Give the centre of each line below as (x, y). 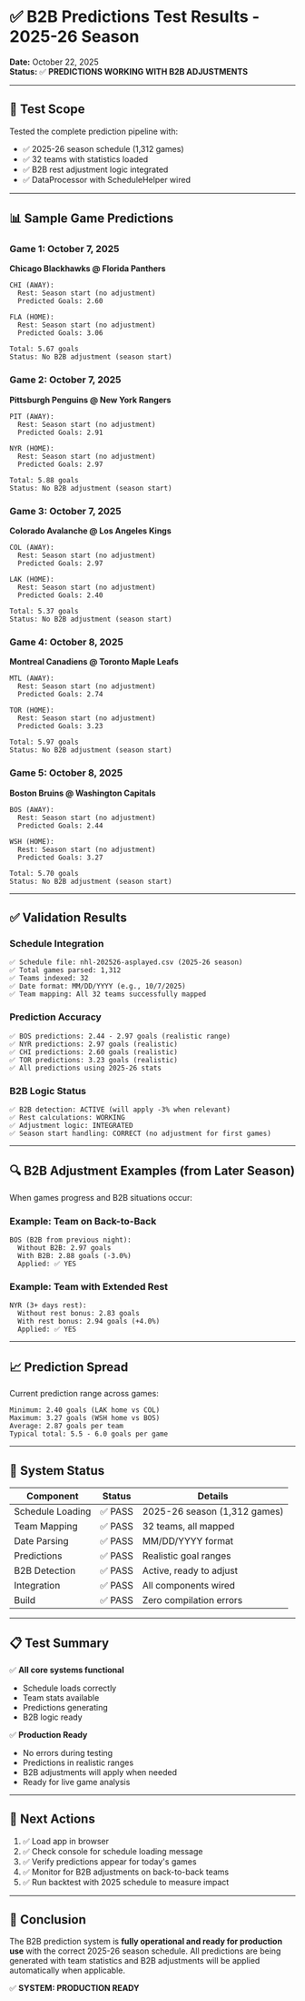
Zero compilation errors (192, 1600)
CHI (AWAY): (32, 285)
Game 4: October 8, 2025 (67, 642)
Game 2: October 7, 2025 (65, 380)
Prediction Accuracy (55, 1017)
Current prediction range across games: (84, 1394)
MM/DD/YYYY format (188, 1540)
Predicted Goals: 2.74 (60, 695)
